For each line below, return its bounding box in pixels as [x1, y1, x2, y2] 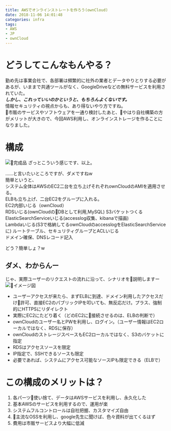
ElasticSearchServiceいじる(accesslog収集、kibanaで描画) [5, 215, 129, 221]
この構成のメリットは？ [5, 376, 104, 388]
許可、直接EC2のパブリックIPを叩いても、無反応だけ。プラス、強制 [20, 299, 162, 306]
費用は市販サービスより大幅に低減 [12, 420, 85, 426]
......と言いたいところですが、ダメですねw [5, 170, 93, 176]
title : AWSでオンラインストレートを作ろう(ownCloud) [5, 7, 108, 13]
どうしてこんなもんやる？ [5, 60, 113, 71]
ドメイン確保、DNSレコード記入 [5, 234, 73, 240]
